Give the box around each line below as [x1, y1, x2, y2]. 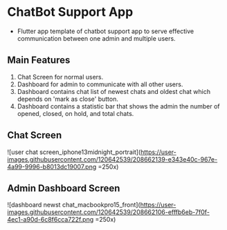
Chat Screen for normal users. [17, 73, 104, 81]
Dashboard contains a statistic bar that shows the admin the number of [17, 102, 220, 111]
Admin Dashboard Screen [7, 182, 120, 194]
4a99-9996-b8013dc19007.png [7, 162, 97, 171]
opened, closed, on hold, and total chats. [17, 109, 134, 117]
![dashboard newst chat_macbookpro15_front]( [7, 201, 140, 209]
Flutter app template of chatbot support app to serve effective [17, 27, 194, 35]
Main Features [7, 55, 71, 66]
